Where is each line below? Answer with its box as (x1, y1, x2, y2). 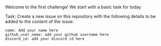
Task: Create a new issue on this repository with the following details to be (5, 14, 156, 19)
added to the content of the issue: (5, 19, 74, 24)
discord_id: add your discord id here (5, 36, 85, 41)
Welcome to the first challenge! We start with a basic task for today (5, 4, 141, 10)
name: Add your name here (5, 28, 58, 33)
